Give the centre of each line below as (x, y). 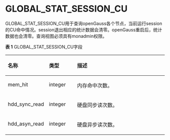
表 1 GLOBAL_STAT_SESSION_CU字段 (44, 46)
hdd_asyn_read (26, 123)
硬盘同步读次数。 (97, 105)
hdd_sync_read (26, 104)
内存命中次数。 (95, 85)
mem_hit (18, 84)
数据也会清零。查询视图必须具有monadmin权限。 (56, 36)
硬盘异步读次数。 (97, 124)
